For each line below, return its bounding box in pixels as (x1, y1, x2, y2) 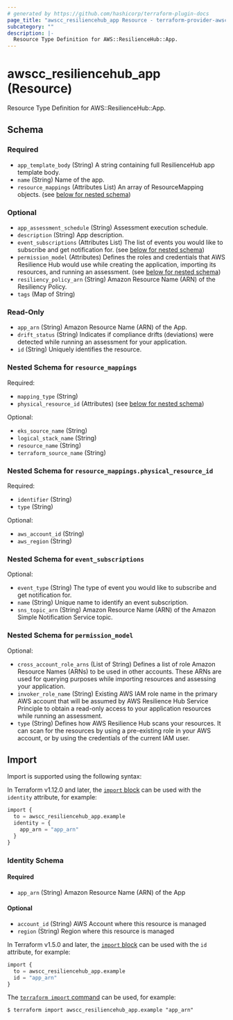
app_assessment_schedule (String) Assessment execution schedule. (17, 223, 208, 232)
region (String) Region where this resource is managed (17, 927, 175, 935)
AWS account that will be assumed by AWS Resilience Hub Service (17, 696, 209, 705)
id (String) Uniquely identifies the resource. (17, 345, 142, 353)
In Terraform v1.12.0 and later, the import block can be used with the (7, 786, 202, 794)
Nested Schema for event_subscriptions (7, 554, 144, 564)
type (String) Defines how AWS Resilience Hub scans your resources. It (17, 719, 221, 727)
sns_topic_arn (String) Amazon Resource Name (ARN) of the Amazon (17, 606, 216, 614)
